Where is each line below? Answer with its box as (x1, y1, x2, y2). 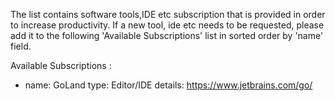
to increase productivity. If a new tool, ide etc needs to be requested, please (10, 19, 325, 31)
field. (10, 40, 32, 52)
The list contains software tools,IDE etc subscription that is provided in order (10, 9, 326, 20)
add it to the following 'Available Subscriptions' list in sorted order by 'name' (10, 30, 324, 41)
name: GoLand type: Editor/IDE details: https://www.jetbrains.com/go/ (24, 79, 313, 91)
